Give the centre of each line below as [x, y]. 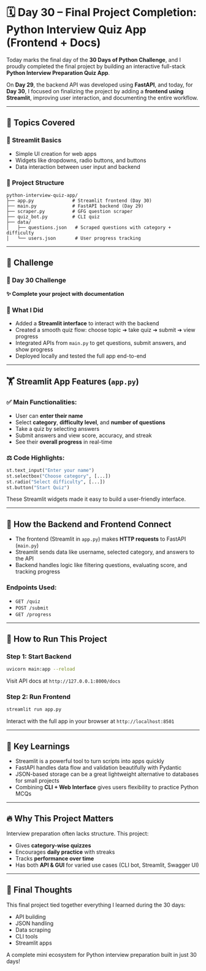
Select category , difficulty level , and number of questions [90, 422]
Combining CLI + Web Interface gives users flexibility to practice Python [107, 787]
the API [25, 559]
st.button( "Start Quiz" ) [38, 487]
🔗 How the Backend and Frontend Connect [89, 524]
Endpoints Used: [32, 587]
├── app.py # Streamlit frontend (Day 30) [79, 201]
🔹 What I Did [25, 310]
